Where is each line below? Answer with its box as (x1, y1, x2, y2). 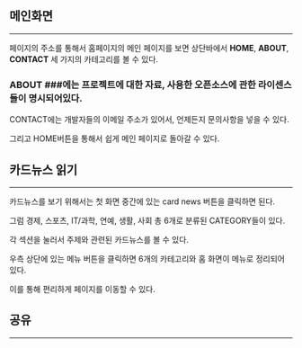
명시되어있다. (28, 92, 83, 104)
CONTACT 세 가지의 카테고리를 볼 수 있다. (9, 53, 159, 65)
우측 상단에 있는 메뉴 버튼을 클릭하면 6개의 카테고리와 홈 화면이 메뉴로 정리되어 (9, 253, 285, 263)
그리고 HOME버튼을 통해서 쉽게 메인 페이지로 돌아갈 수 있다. (9, 133, 220, 144)
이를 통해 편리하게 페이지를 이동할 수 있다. (9, 283, 155, 294)
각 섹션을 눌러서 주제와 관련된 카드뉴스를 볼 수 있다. (9, 234, 189, 245)
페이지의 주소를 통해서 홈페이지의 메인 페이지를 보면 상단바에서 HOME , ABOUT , (9, 42, 289, 53)
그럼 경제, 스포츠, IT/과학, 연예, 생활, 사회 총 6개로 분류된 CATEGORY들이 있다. (9, 215, 286, 226)
